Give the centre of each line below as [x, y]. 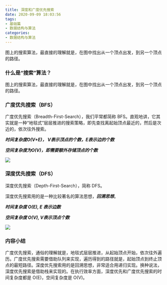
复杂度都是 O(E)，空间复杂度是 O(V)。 [48, 278]
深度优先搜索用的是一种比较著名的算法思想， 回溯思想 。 [62, 196]
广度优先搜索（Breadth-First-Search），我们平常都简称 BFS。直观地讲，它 [81, 117]
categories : [17, 33]
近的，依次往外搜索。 [27, 129]
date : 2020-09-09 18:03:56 [33, 14]
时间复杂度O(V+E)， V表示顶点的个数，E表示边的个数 [60, 140]
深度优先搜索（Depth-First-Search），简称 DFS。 [55, 185]
